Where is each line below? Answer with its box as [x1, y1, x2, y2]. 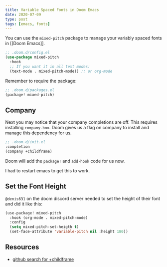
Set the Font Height [5, 182, 66, 191]
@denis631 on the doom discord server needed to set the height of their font [5, 195, 161, 201]
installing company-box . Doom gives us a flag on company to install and [5, 125, 150, 131]
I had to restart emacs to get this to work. [5, 167, 90, 173]
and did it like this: [5, 201, 42, 207]
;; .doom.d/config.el [5, 50, 50, 55]
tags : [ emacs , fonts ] [5, 21, 50, 27]
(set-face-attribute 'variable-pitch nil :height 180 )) [9, 229, 128, 234]
